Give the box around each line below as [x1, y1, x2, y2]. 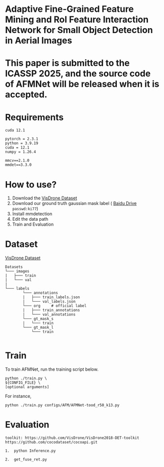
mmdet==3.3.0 [5, 162, 32, 167]
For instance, [5, 393, 32, 399]
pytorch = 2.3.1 [5, 137, 38, 142]
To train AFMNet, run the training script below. [5, 366, 99, 372]
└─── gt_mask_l [23, 325, 54, 330]
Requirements [5, 112, 64, 123]
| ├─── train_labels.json [23, 295, 80, 300]
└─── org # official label [23, 304, 87, 309]
